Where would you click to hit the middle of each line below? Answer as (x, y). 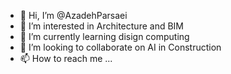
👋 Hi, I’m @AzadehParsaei (73, 15)
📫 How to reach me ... (66, 58)
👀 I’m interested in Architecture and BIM (101, 26)
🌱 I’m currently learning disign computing (104, 36)
